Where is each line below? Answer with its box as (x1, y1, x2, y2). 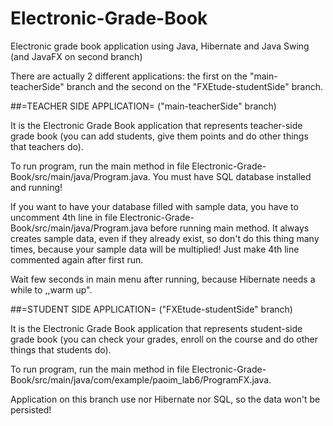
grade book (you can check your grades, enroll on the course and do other (10, 333, 319, 345)
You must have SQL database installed (152, 170, 312, 182)
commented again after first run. (10, 253, 144, 266)
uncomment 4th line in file (10, 211, 118, 223)
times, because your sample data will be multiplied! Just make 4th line (10, 243, 300, 255)
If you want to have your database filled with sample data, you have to (10, 200, 299, 212)
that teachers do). (10, 140, 84, 152)
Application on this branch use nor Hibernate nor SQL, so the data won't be (10, 393, 321, 405)
